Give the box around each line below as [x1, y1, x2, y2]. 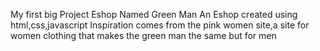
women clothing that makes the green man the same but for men [10, 30, 277, 41]
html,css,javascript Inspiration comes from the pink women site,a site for [10, 19, 310, 31]
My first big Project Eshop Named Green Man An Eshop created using [10, 9, 298, 20]
